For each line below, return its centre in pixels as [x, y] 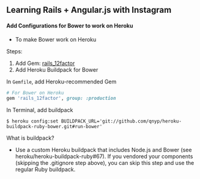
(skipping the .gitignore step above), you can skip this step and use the [105, 163]
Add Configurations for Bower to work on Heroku [70, 25]
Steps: [14, 51]
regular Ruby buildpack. [45, 169]
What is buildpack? [30, 138]
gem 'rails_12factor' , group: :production [61, 98]
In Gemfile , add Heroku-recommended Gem [61, 82]
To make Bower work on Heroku [56, 39]
